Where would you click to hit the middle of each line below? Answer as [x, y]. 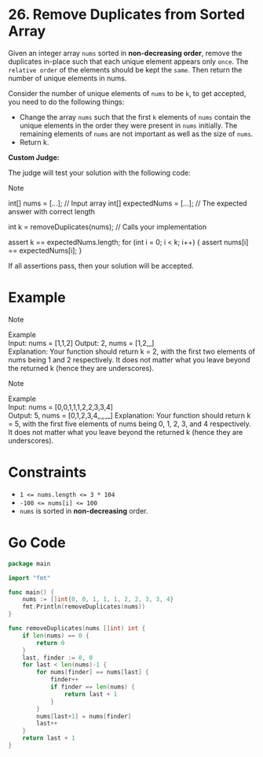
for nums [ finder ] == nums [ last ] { [93, 672]
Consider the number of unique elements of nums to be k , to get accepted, [127, 93]
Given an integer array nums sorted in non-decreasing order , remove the [125, 53]
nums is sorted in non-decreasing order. [84, 510]
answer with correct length [52, 211]
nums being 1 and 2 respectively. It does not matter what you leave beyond [129, 359]
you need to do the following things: [66, 102]
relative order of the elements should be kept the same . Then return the [125, 69]
